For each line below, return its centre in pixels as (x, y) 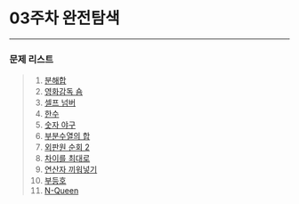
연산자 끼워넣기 (71, 169)
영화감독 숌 (63, 92)
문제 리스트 (32, 59)
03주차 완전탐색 (65, 18)
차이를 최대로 (67, 159)
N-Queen (61, 191)
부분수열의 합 (67, 136)
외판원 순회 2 (67, 147)
